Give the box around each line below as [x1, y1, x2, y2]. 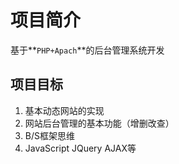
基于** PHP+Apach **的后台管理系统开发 [10, 44, 165, 56]
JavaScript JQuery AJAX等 [24, 142, 137, 154]
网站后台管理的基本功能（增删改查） [24, 117, 175, 129]
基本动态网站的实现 [24, 104, 105, 116]
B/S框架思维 [24, 129, 75, 141]
